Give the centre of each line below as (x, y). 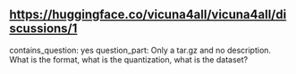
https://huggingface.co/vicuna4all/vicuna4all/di (148, 15)
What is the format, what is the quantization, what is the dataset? (129, 59)
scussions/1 (43, 29)
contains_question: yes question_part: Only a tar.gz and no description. (140, 50)
